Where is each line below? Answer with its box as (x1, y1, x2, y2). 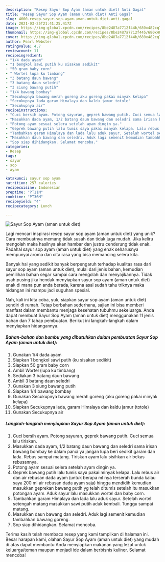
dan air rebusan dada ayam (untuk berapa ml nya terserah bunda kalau (12, 475, 156, 481)
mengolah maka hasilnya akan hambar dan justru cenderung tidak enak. (5, 241, 151, 247)
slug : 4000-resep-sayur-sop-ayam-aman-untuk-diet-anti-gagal (5, 16, 133, 21)
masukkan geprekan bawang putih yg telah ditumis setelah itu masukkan (12, 485, 160, 491)
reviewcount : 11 (5, 48, 39, 53)
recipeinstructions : (5, 108, 48, 113)
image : (5, 26, 19, 30)
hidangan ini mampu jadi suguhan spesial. (5, 287, 90, 293)
